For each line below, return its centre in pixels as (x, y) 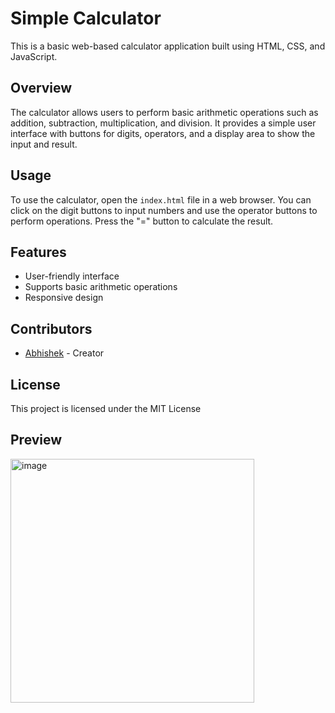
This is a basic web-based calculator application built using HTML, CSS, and (168, 46)
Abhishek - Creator (64, 353)
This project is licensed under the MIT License (106, 408)
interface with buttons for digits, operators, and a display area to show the (163, 133)
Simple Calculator (86, 18)
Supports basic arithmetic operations (101, 287)
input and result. (44, 144)
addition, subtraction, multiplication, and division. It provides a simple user (163, 123)
